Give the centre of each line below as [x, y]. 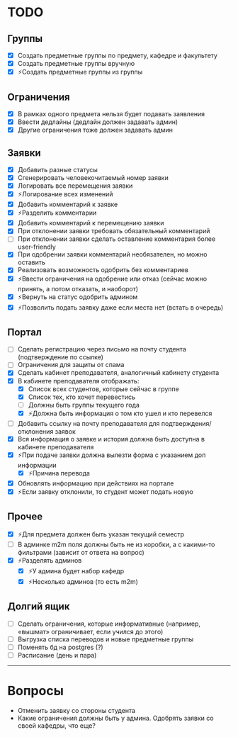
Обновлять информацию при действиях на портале [96, 483]
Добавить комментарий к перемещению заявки [91, 223]
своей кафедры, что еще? [56, 725]
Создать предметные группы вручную [76, 64]
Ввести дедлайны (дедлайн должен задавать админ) [98, 122]
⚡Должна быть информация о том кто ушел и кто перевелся [120, 413]
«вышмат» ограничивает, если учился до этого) [90, 631]
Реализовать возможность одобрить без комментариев [103, 270]
